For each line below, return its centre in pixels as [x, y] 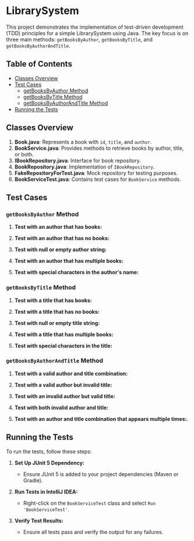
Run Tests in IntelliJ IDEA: [46, 492]
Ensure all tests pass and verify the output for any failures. [93, 532]
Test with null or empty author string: [60, 249]
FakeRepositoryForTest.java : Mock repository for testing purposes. [96, 173]
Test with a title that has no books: [57, 311]
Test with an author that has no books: [62, 238]
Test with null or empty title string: [57, 323]
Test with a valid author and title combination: [71, 374]
